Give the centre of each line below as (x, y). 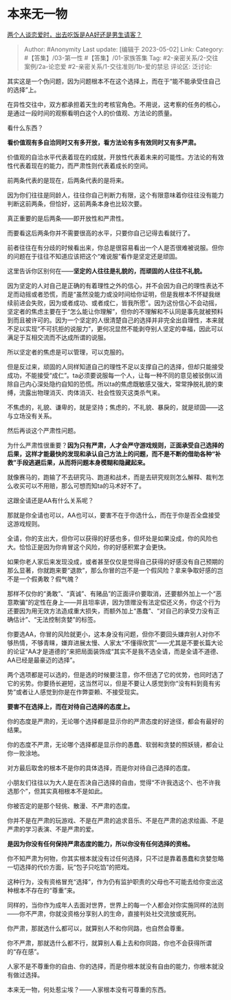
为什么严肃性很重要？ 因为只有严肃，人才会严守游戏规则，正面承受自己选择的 (115, 445)
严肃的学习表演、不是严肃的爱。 (52, 829)
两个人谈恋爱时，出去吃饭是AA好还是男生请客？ (75, 35)
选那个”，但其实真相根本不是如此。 (57, 791)
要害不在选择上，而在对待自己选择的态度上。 (70, 706)
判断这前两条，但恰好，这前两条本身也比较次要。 (76, 204)
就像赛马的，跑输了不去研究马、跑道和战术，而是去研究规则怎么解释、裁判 (112, 477)
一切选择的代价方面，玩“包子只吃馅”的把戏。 (70, 867)
